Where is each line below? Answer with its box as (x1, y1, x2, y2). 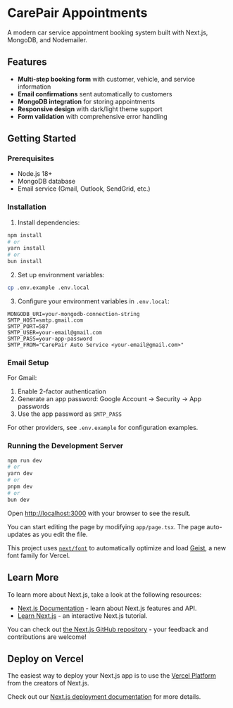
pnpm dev (7, 483, 33, 491)
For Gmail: (7, 374, 37, 382)
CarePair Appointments (7, 5, 148, 21)
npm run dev (7, 457, 42, 464)
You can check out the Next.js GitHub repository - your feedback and (7, 625, 209, 633)
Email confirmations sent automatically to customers (17, 89, 172, 98)
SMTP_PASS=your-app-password (7, 335, 93, 342)
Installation (7, 202, 47, 212)
